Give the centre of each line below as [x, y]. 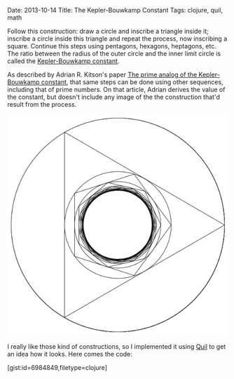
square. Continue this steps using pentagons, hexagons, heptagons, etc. [112, 46]
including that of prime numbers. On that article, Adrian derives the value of [116, 89]
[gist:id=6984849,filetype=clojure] [57, 367]
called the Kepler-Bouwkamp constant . [63, 61]
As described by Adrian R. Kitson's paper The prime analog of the [102, 74]
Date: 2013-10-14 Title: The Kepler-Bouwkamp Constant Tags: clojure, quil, [115, 10]
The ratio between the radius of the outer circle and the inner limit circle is [114, 53]
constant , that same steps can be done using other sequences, [132, 82]
